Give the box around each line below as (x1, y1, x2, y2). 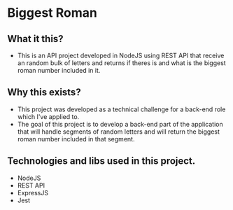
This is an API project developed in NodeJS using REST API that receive (17, 51, 225, 59)
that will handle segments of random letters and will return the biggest (17, 127, 220, 136)
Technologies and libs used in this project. (7, 155, 196, 167)
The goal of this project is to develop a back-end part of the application (17, 120, 223, 128)
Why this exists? (7, 86, 82, 99)
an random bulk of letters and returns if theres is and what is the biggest (17, 59, 226, 67)
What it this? (7, 33, 64, 45)
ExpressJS (17, 188, 49, 197)
